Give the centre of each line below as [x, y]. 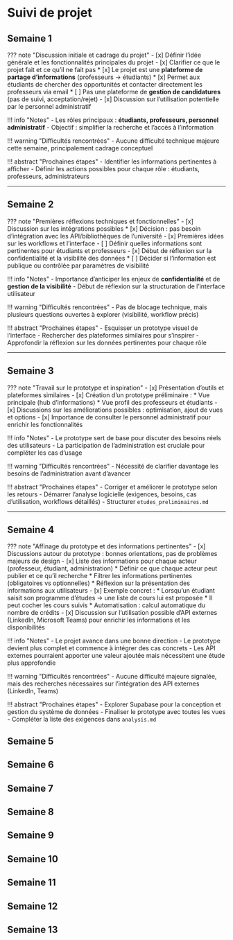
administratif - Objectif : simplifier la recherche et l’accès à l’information [111, 127]
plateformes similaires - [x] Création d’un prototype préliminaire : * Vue [109, 395]
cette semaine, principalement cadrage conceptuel [80, 148]
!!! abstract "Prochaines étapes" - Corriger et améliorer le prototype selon [112, 487]
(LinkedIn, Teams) [33, 691]
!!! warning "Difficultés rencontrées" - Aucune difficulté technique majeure [113, 141]
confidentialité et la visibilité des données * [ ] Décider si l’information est [112, 258]
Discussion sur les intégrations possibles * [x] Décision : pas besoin [104, 228]
